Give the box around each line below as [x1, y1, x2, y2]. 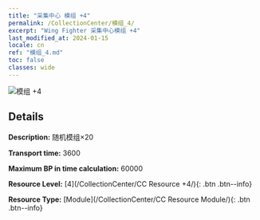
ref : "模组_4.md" [8, 49, 64, 57]
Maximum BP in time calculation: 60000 [8, 163, 144, 173]
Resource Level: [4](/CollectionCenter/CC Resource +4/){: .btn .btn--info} [8, 179, 253, 188]
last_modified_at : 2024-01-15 [8, 33, 109, 42]
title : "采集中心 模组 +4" [8, 11, 91, 20]
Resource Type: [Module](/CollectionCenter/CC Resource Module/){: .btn [8, 194, 251, 204]
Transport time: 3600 [8, 148, 81, 158]
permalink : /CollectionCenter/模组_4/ [8, 19, 135, 27]
